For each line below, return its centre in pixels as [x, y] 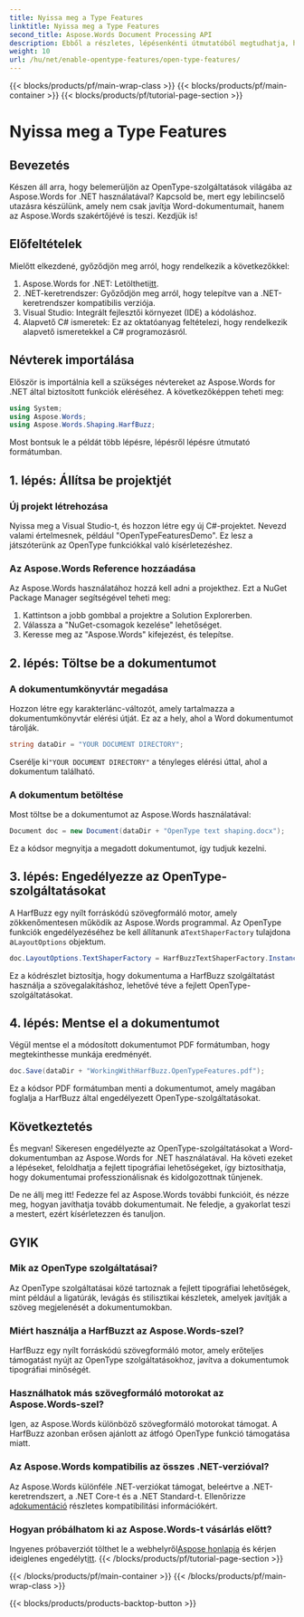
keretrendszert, [38, 1496]
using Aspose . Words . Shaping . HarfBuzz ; [82, 425]
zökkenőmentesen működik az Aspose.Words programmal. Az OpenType [146, 922]
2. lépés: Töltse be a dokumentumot [113, 663]
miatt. [20, 1443]
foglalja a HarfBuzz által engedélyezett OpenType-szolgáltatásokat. [135, 1098]
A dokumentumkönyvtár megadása [89, 689]
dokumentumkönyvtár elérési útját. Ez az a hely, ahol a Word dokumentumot [152, 718]
